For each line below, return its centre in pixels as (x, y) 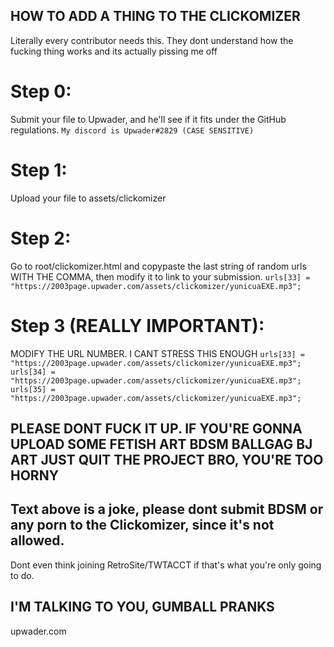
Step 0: (41, 91)
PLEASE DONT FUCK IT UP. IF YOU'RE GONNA (156, 428)
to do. (22, 575)
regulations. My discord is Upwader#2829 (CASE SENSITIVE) (132, 130)
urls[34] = (33, 372)
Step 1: (39, 170)
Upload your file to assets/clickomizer (88, 198)
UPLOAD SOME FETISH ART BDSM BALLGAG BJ (161, 444)
